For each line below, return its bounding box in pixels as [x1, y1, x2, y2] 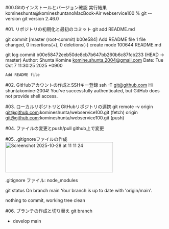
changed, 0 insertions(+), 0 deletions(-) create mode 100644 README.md [5, 42, 162, 47]
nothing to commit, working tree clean [5, 197, 86, 203]
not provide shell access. [5, 93, 58, 99]
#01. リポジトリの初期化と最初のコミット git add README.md [5, 26, 135, 32]
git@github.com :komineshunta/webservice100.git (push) [5, 115, 125, 121]
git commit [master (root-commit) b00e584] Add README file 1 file [5, 36, 146, 42]
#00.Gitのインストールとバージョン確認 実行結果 [5, 5, 107, 10]
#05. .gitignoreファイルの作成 [5, 136, 68, 142]
